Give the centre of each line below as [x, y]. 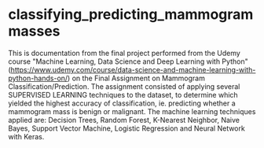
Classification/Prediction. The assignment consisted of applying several [124, 86]
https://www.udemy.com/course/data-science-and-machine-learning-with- [133, 69]
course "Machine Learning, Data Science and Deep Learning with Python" [128, 61]
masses [34, 31]
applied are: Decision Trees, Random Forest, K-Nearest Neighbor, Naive [124, 120]
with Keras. [26, 136]
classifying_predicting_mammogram [131, 15]
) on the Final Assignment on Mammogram [136, 78]
